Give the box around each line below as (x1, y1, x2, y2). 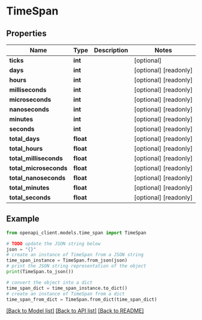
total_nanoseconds (9, 174, 66, 182)
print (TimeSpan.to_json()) (6, 269, 74, 275)
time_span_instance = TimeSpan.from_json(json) (6, 257, 128, 263)
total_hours (9, 145, 43, 152)
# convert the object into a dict (6, 279, 93, 286)
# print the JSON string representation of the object (6, 263, 147, 269)
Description (94, 46, 128, 54)
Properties (6, 28, 47, 39)
